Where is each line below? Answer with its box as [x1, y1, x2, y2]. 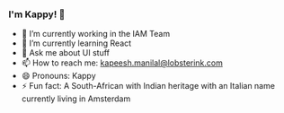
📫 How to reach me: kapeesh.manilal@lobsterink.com [21, 57, 224, 68]
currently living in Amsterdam [21, 93, 131, 104]
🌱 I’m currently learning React [21, 38, 132, 48]
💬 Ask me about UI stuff [21, 48, 110, 58]
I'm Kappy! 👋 [8, 8, 66, 21]
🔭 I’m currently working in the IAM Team [21, 29, 171, 39]
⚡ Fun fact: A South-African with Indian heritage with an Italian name [21, 81, 276, 91]
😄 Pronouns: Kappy [21, 71, 96, 82]
